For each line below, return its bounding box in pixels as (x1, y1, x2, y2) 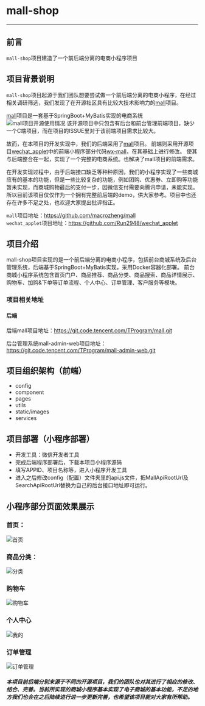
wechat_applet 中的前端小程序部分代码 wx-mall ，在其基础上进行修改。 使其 (12, 148, 198, 155)
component (15, 388, 44, 396)
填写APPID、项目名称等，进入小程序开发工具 (15, 466, 128, 474)
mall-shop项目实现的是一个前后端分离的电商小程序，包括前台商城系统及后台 (6, 256, 196, 263)
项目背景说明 (6, 74, 55, 84)
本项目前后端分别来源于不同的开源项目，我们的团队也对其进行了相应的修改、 (6, 678, 198, 685)
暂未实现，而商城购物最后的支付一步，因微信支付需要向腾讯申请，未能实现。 (6, 184, 198, 191)
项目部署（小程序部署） (6, 433, 94, 444)
